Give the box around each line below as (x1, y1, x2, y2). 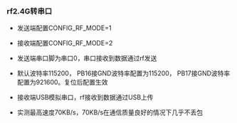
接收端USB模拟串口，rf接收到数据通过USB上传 (16, 93, 154, 102)
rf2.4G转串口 (6, 6, 53, 16)
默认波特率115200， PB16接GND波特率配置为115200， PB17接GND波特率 (16, 69, 231, 77)
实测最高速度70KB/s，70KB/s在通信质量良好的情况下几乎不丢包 (16, 108, 204, 117)
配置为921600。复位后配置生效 (16, 78, 108, 87)
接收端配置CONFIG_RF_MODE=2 (16, 39, 113, 48)
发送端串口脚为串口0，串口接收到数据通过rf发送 (16, 54, 157, 63)
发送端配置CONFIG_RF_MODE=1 (16, 23, 112, 33)
